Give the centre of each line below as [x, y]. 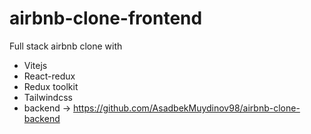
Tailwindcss [48, 97]
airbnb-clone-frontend [106, 18]
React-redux [49, 76]
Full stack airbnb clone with [66, 46]
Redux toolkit [51, 86]
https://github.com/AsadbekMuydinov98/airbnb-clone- [186, 108]
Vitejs [35, 65]
